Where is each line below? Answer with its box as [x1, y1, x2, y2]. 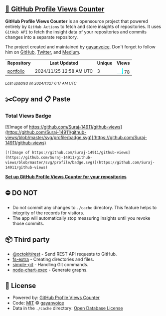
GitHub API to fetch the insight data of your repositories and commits [5, 28, 147, 35]
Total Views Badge [5, 113, 51, 120]
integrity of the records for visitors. [12, 210, 85, 216]
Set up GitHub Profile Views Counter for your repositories [5, 173, 127, 179]
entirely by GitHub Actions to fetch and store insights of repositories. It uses [5, 23, 161, 29]
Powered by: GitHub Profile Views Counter [12, 295, 100, 301]
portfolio [7, 68, 25, 74]
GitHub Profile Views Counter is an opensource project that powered [5, 18, 149, 24]
